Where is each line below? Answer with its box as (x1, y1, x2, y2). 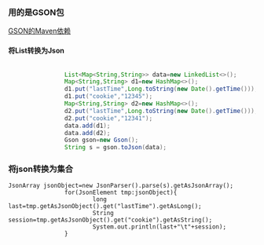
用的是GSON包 (8, 6, 64, 17)
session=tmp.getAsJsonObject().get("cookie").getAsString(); (8, 216, 213, 225)
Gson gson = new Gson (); (64, 136, 139, 144)
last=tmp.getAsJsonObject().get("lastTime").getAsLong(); (8, 203, 202, 210)
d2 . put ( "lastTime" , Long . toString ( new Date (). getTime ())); (64, 107, 258, 115)
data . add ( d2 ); (64, 129, 111, 137)
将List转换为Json (8, 46, 65, 55)
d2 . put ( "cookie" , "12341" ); (64, 114, 153, 122)
